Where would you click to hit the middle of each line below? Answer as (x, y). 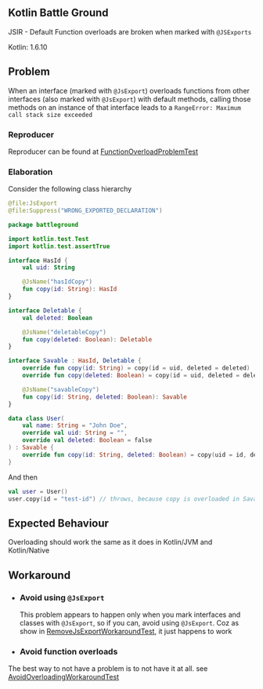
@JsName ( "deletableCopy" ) (65, 332)
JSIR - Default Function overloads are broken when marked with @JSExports (130, 31)
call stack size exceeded (50, 115)
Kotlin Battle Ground (58, 13)
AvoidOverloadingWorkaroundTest (64, 677)
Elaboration (31, 172)
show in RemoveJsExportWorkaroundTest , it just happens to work (126, 631)
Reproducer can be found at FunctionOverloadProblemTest (103, 151)
